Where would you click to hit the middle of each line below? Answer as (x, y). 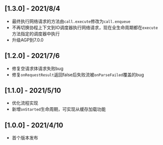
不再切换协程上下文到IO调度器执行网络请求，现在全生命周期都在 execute (85, 27)
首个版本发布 (25, 138)
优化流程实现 (25, 103)
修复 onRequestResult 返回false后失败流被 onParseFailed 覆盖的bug (78, 74)
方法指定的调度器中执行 (36, 34)
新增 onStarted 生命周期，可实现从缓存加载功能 (59, 109)
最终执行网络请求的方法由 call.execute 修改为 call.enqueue (71, 21)
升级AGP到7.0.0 (28, 40)
